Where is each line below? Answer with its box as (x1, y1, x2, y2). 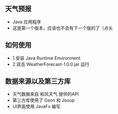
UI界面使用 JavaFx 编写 (12, 104, 61, 110)
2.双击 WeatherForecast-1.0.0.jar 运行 (12, 61, 90, 67)
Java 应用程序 (12, 19, 41, 25)
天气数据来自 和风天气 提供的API (12, 91, 79, 97)
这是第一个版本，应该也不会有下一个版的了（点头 (12, 25, 113, 31)
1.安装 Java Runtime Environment (12, 55, 81, 61)
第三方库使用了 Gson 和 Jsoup (12, 97, 75, 103)
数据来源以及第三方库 (5, 77, 71, 86)
